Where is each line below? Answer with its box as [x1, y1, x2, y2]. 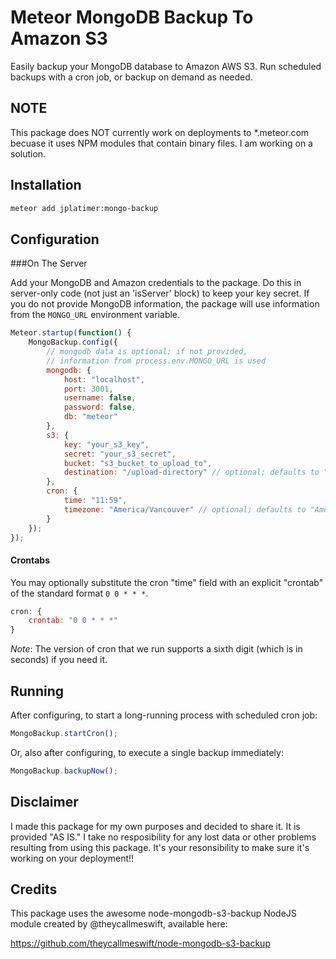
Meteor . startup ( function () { [10, 328, 132, 338]
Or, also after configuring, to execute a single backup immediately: [10, 746, 284, 758]
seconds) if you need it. [10, 654, 108, 666]
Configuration [10, 231, 100, 248]
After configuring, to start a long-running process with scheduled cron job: [10, 709, 318, 721]
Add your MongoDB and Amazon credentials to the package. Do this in [10, 277, 302, 289]
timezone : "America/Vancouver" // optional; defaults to [63, 504, 307, 515]
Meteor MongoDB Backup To [10, 6, 254, 29]
